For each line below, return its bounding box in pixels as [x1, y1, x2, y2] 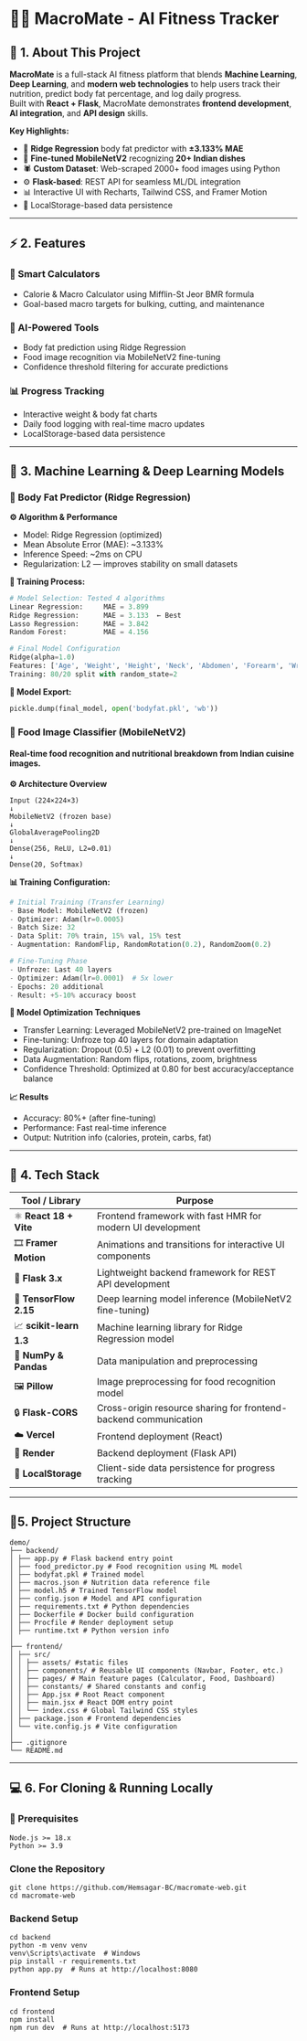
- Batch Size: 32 [9, 923, 76, 932]
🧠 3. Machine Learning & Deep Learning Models [9, 463, 285, 479]
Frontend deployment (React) [96, 1430, 224, 1442]
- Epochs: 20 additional [9, 982, 104, 991]
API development [96, 1278, 171, 1291]
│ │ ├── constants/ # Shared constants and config [9, 1682, 206, 1692]
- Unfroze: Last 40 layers [9, 964, 112, 974]
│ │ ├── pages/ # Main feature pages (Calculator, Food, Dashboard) [9, 1674, 276, 1684]
